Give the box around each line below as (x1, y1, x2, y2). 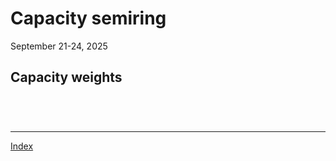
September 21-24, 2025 (10, 40, 108, 52)
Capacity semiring (10, 7, 167, 30)
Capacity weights (10, 69, 123, 86)
